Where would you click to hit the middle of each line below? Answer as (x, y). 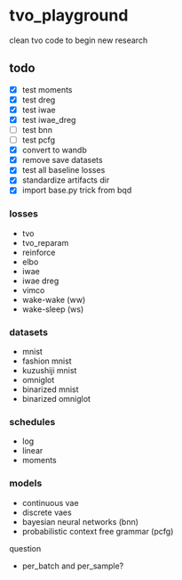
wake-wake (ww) (54, 299)
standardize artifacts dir (66, 180)
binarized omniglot (56, 399)
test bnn (37, 130)
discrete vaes (47, 512)
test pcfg (39, 140)
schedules (32, 421)
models (26, 484)
